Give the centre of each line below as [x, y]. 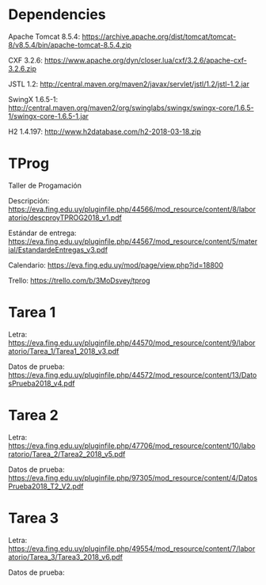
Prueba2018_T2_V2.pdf [46, 486]
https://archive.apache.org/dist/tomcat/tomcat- [159, 36]
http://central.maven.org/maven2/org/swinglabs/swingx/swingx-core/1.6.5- [131, 108]
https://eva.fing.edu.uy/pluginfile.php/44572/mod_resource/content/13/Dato [133, 374]
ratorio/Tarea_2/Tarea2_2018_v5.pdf [67, 454]
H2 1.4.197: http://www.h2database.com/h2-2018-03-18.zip [105, 131]
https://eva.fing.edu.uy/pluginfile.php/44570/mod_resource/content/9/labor [132, 343]
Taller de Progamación [45, 185]
